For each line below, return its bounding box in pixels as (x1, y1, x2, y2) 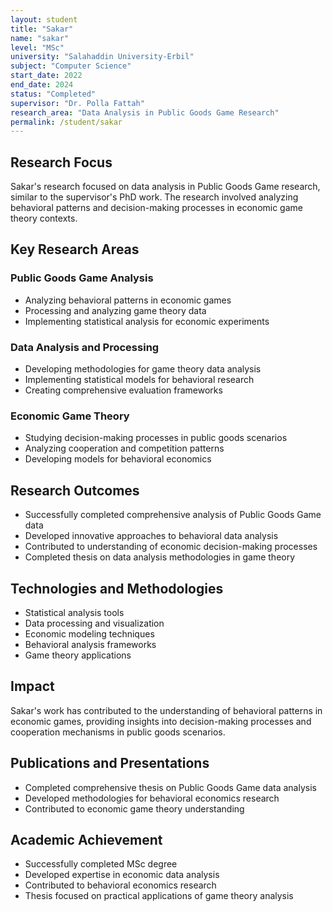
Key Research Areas (10, 241, 140, 258)
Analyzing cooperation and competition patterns (24, 442, 225, 455)
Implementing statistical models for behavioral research (24, 374, 255, 386)
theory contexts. (10, 212, 78, 225)
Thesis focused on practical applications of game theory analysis (24, 890, 294, 902)
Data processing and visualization (24, 617, 165, 629)
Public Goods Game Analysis (10, 271, 154, 285)
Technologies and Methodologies (10, 580, 224, 597)
